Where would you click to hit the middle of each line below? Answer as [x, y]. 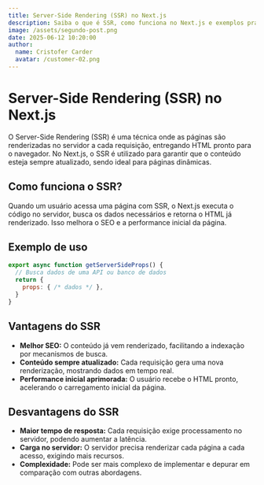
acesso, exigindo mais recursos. [71, 456]
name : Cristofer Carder [54, 52]
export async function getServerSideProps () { [86, 265]
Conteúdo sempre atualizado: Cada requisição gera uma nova [121, 362]
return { [29, 280]
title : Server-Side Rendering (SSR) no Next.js [88, 15]
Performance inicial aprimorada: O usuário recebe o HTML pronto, [128, 379]
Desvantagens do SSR [64, 411]
